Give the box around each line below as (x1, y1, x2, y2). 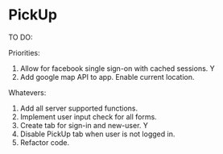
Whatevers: (8, 87, 47, 98)
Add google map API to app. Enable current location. (19, 72, 195, 81)
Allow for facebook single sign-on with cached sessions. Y (19, 63, 215, 73)
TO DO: (8, 32, 34, 42)
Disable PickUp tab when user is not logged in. (19, 129, 176, 139)
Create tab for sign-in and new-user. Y (19, 120, 149, 130)
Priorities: (8, 48, 40, 57)
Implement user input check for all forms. (19, 111, 157, 122)
